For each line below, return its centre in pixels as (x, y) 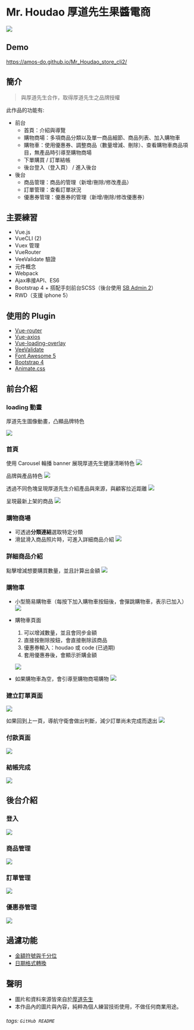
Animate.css (30, 369)
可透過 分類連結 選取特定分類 (49, 532)
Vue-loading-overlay (40, 343)
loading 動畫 (24, 407)
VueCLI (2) (28, 238)
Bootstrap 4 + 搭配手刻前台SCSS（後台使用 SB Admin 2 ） (85, 288)
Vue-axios (27, 337)
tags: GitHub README (31, 1020)
